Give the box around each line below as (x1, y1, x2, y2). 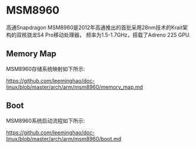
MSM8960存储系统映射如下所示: (6, 65, 86, 72)
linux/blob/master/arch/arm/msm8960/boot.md (6, 135, 122, 142)
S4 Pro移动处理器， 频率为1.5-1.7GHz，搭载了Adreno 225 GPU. (37, 31, 191, 38)
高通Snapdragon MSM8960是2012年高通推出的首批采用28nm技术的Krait (6, 24, 183, 31)
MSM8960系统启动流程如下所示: (6, 117, 86, 124)
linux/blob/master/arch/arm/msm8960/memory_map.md (6, 83, 143, 91)
